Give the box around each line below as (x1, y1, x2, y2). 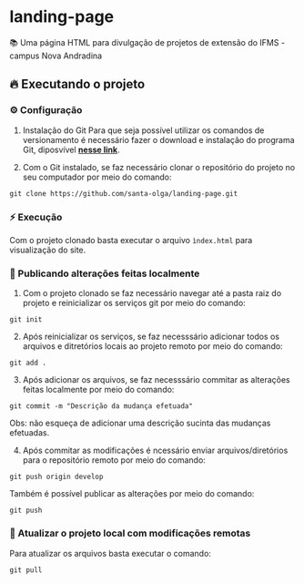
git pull (9, 565, 43, 575)
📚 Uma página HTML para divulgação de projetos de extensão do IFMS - (9, 36, 285, 47)
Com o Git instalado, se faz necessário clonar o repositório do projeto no (22, 161, 296, 172)
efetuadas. (9, 427, 50, 438)
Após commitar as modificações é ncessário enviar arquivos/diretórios (22, 445, 289, 456)
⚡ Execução (9, 210, 63, 223)
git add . (9, 358, 47, 368)
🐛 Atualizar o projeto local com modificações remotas (9, 527, 251, 539)
